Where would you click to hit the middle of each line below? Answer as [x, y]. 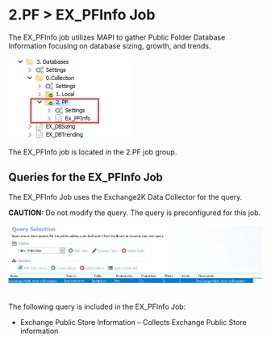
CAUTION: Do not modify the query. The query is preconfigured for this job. [135, 213]
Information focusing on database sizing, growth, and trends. [110, 45]
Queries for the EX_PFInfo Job [86, 177]
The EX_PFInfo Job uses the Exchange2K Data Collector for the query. [125, 196]
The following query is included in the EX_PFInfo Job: [97, 307]
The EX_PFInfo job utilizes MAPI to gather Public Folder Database [117, 37]
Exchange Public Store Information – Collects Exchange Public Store [133, 323]
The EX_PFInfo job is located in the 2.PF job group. [93, 152]
